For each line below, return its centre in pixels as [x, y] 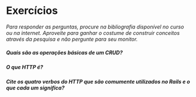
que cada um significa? [35, 88]
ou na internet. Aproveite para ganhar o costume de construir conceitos [93, 33]
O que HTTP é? [25, 67]
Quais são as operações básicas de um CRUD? [64, 52]
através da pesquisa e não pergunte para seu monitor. [72, 39]
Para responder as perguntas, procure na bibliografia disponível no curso [95, 27]
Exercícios [32, 11]
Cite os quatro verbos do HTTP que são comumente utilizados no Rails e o [98, 82]
